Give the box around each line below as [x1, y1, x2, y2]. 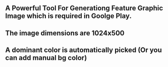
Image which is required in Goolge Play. [5, 12, 132, 20]
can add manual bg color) [5, 53, 87, 62]
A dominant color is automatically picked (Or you [5, 46, 162, 54]
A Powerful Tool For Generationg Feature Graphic [5, 4, 163, 12]
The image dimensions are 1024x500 [5, 28, 125, 37]
